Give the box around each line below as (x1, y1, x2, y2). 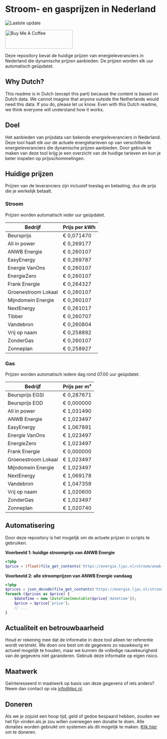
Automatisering (5, 521, 55, 530)
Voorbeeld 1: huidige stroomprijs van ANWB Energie (5, 549, 115, 555)
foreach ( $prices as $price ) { (5, 591, 70, 597)
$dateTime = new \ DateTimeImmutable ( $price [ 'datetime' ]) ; (14, 596, 137, 601)
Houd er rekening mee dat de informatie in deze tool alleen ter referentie (5, 637, 153, 643)
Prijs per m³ (63, 383, 92, 390)
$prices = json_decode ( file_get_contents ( (5, 587, 94, 592)
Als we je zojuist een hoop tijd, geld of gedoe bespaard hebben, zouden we (5, 713, 160, 719)
